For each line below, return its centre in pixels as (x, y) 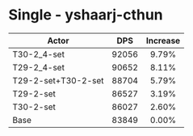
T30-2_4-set (38, 54)
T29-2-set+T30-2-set (58, 80)
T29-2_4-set (38, 67)
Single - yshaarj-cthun (86, 15)
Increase (163, 40)
